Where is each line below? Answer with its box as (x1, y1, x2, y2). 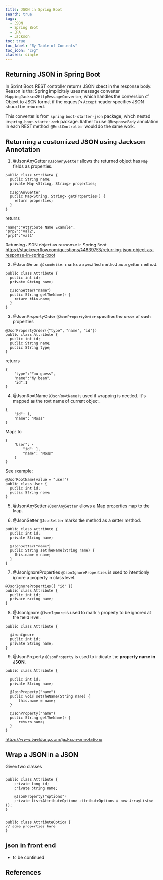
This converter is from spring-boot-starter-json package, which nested (5, 113, 151, 119)
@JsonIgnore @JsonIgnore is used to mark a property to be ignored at (12, 610, 152, 615)
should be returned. (5, 104, 45, 110)
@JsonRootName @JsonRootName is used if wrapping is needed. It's (12, 393, 146, 399)
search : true (5, 12, 32, 17)
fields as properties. (12, 163, 53, 169)
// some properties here (5, 824, 56, 829)
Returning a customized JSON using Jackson (5, 138, 145, 146)
